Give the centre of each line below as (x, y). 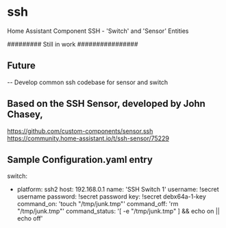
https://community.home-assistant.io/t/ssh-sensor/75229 (88, 138)
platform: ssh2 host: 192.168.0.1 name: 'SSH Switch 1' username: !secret (118, 190)
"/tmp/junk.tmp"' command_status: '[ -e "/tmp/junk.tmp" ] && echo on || (118, 211)
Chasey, (25, 115)
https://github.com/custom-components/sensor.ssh (80, 131)
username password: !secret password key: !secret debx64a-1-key (112, 197)
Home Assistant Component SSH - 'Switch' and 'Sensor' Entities (98, 31)
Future (22, 66)
